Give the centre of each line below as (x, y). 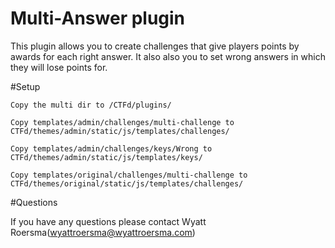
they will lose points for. (59, 67)
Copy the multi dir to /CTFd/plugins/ (91, 105)
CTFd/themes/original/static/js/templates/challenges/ (127, 183)
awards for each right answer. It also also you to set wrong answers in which (168, 56)
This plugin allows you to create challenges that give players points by (155, 46)
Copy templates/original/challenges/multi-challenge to (129, 175)
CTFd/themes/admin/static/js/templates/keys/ (106, 157)
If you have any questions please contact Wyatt (108, 221)
